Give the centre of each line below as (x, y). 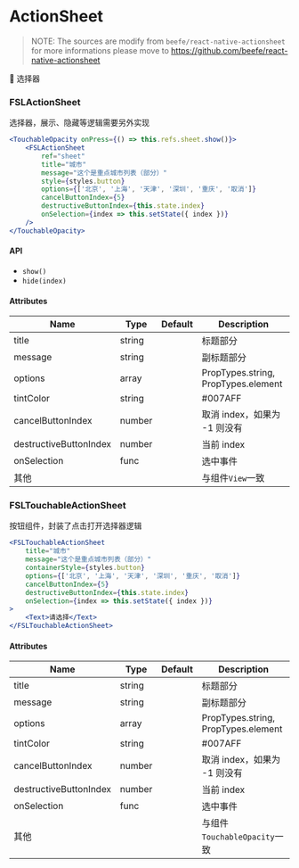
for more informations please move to (100, 50)
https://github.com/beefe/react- (229, 50)
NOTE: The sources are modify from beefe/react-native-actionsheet (158, 41)
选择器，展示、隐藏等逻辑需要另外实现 (79, 123)
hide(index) (44, 281)
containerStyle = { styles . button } (85, 568)
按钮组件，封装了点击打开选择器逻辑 (76, 526)
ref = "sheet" (64, 156)
